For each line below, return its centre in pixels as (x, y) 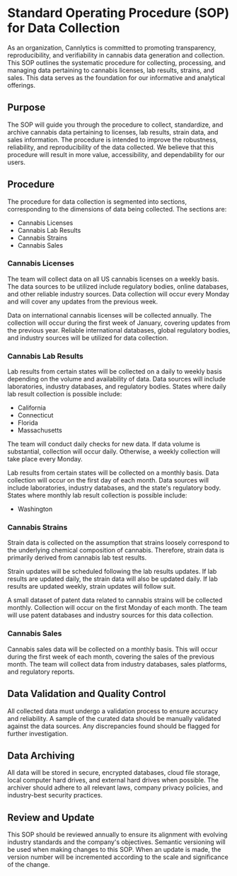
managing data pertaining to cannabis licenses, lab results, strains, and (111, 70)
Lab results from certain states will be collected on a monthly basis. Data (113, 473)
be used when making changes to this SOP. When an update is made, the (114, 850)
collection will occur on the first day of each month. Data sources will (108, 480)
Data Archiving (41, 755)
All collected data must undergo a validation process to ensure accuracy (113, 711)
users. (17, 162)
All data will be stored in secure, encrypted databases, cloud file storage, (114, 773)
